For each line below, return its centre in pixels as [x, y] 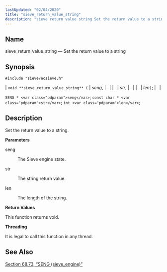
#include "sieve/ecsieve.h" [34, 78]
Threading [16, 227]
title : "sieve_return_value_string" [43, 14]
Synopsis [20, 67]
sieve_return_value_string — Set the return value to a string [65, 51]
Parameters [17, 139]
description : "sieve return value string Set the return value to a [78, 19]
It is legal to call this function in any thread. [49, 236]
